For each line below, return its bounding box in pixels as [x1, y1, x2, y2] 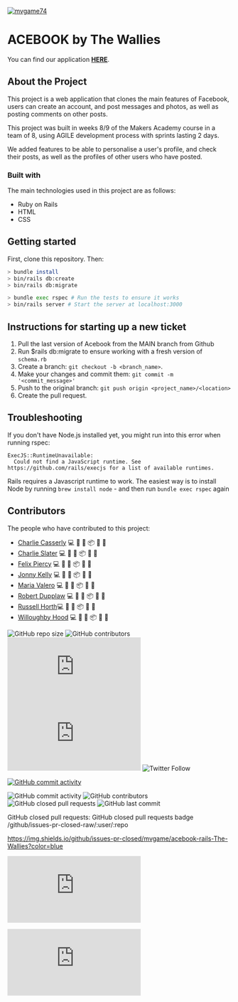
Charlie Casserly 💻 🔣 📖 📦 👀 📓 [17, 538, 107, 547]
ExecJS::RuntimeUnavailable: [7, 452, 94, 459]
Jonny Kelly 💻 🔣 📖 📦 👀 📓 [17, 570, 92, 579]
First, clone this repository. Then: [7, 255, 104, 263]
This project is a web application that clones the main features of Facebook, [7, 95, 229, 103]
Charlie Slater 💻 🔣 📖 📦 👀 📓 [17, 548, 98, 558]
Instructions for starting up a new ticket [7, 321, 187, 333]
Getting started [7, 235, 77, 248]
